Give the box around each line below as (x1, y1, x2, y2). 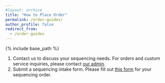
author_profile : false (5, 22, 54, 27)
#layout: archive (5, 7, 43, 13)
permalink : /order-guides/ (5, 17, 63, 22)
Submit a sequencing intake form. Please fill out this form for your (12, 66, 152, 72)
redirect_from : (5, 27, 38, 32)
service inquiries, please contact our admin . (12, 61, 106, 67)
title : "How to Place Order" (5, 12, 68, 17)
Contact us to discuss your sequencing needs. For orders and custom (12, 55, 160, 61)
